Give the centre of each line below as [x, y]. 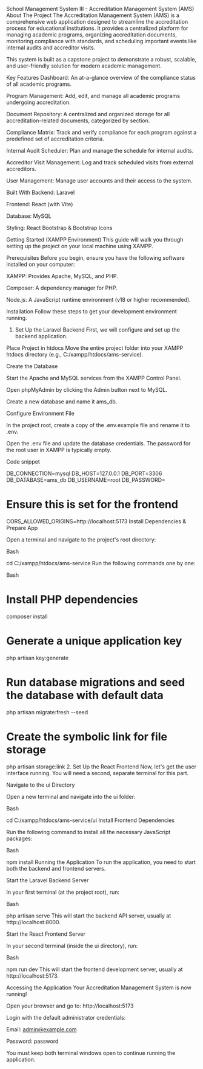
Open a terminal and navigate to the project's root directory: [81, 539]
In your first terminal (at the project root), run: [63, 892]
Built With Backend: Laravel [41, 192]
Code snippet [23, 461]
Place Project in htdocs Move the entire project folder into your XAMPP [95, 348]
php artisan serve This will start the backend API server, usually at [89, 916]
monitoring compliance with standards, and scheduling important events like [101, 41]
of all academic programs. [39, 84]
